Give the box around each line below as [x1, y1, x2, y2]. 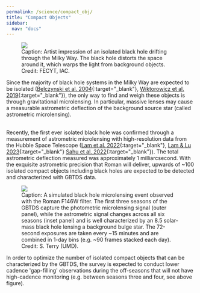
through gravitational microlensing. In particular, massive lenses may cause [6, 98, 193, 105]
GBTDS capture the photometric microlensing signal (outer [21, 204, 167, 211]
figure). [6, 280, 25, 287]
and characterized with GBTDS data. [6, 174, 97, 181]
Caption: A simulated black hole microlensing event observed [21, 191, 173, 199]
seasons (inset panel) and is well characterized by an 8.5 [21, 217, 163, 224]
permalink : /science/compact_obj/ [6, 8, 93, 15]
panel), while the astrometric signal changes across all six [21, 211, 165, 218]
